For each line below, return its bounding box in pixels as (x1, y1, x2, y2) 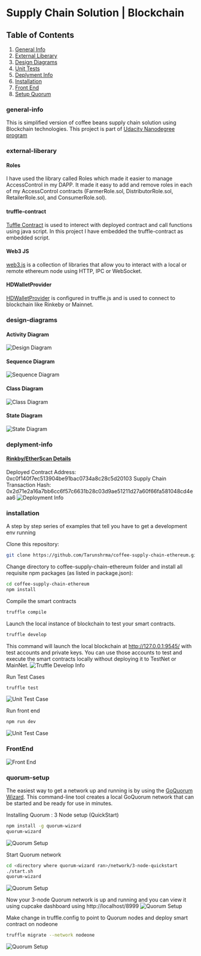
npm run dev (6, 719, 36, 725)
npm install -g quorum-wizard (6, 823, 82, 829)
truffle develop (6, 631, 47, 637)
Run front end (6, 707, 40, 714)
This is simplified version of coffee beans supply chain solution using (6, 119, 176, 126)
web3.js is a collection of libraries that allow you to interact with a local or (6, 261, 187, 268)
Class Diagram (6, 385, 44, 392)
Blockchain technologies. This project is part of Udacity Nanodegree (6, 125, 175, 133)
